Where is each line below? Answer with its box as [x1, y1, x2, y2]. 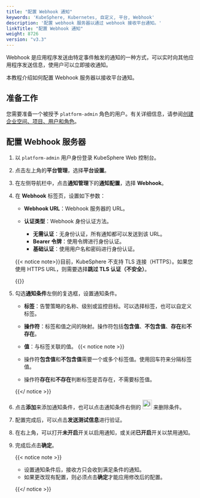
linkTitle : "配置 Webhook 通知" [6, 25, 84, 32]
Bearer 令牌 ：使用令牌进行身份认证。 [32, 238, 125, 245]
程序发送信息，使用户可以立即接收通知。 [11, 61, 111, 68]
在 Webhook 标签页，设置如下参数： [14, 192, 106, 199]
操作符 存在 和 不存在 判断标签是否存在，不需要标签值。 [23, 375, 156, 383]
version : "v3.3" [6, 37, 47, 42]
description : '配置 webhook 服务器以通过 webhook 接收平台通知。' [6, 20, 162, 26]
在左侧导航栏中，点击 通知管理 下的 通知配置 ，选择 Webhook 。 [14, 179, 167, 186]
